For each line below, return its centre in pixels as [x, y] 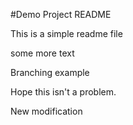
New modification [46, 111]
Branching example [50, 72]
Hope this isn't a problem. [63, 92]
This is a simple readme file [66, 33]
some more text [42, 53]
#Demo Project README [61, 14]
